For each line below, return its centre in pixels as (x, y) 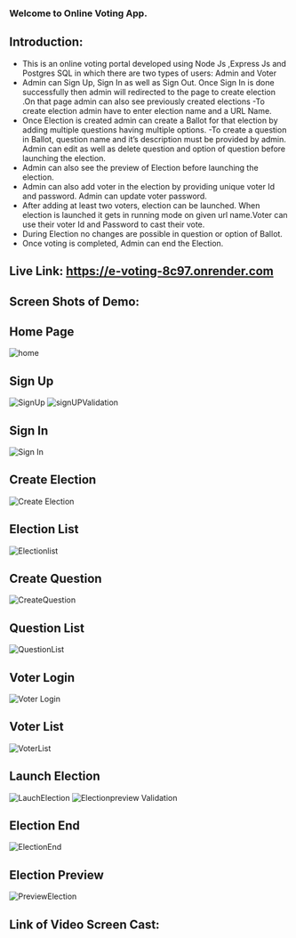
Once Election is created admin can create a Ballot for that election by (150, 120)
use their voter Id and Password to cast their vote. (113, 224)
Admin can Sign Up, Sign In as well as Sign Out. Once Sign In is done (148, 82)
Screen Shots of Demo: (75, 301)
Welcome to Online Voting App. (79, 13)
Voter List (36, 727)
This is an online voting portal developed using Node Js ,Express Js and (154, 63)
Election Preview (56, 875)
